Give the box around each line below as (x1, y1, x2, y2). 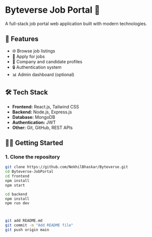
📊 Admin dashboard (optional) (12, 71, 75, 78)
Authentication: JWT (12, 119, 56, 125)
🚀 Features (5, 35, 39, 43)
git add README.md (5, 218, 43, 223)
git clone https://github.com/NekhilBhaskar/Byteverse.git (5, 164, 128, 170)
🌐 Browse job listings (12, 48, 55, 53)
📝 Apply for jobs (12, 53, 45, 59)
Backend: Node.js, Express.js (12, 109, 72, 115)
